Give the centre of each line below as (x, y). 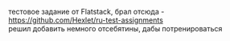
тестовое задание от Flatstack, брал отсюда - (86, 12)
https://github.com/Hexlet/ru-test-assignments (86, 20)
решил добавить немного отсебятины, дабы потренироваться (115, 29)
